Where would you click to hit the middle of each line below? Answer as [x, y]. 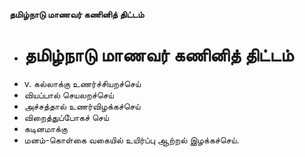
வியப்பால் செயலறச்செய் [68, 95]
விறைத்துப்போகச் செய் [66, 117]
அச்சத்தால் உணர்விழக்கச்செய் [82, 106]
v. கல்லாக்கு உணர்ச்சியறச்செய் [82, 83]
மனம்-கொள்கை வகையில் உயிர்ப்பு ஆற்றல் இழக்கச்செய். [131, 140]
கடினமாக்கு [45, 128]
